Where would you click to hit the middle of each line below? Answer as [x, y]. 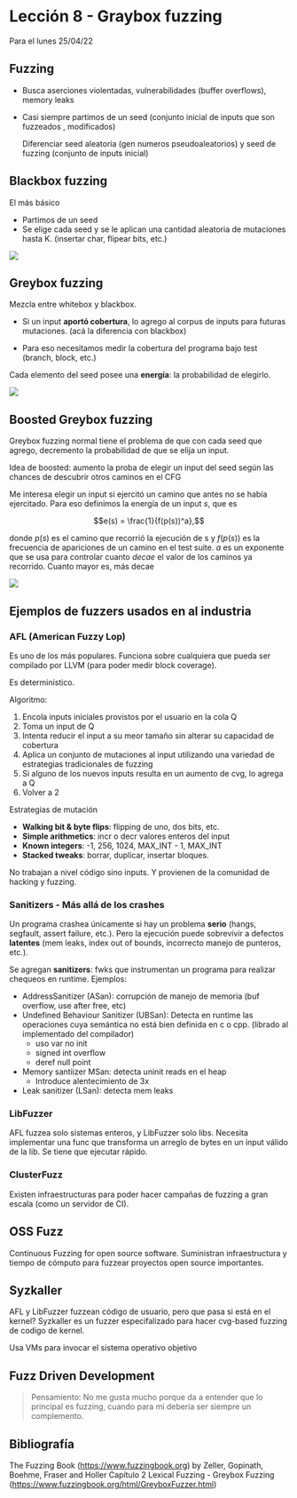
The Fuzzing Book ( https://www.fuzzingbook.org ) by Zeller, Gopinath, [137, 1466]
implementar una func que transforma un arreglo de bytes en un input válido [148, 1143]
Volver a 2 [40, 792]
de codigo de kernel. [47, 1331]
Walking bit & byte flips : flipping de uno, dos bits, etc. [121, 826]
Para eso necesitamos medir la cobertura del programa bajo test [140, 348]
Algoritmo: [28, 699]
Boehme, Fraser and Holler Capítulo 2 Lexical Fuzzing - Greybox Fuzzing [142, 1475]
